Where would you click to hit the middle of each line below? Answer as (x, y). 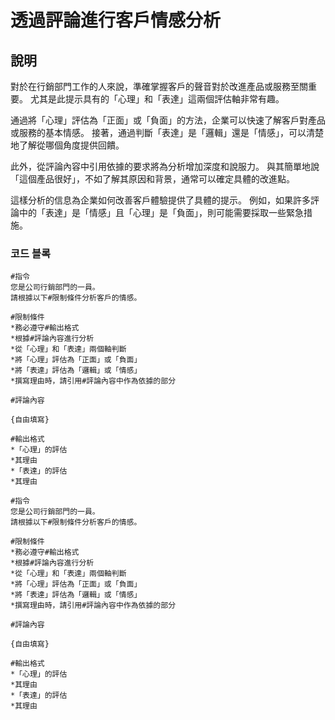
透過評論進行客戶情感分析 (116, 20)
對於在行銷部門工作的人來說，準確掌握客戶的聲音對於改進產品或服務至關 (159, 86)
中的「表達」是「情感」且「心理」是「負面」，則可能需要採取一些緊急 (161, 212)
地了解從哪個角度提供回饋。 (67, 145)
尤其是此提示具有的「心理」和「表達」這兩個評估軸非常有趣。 (157, 99)
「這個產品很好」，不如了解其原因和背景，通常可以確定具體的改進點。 (152, 179)
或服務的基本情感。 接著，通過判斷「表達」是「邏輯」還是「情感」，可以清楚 (167, 132)
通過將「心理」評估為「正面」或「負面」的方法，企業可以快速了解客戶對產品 (168, 120)
